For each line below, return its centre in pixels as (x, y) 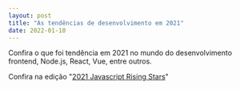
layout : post (30, 15)
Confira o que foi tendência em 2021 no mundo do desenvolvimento (120, 53)
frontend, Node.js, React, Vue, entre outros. (80, 61)
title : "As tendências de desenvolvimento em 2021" (96, 23)
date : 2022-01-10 (37, 30)
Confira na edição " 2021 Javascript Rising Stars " (89, 77)
